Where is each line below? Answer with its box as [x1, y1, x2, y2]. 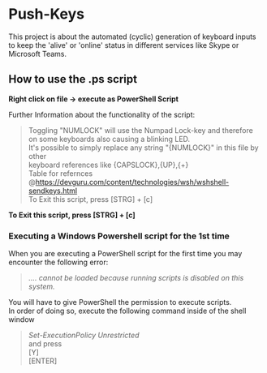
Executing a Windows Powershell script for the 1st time [8, 230, 230, 242]
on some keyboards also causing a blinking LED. [28, 134, 191, 144]
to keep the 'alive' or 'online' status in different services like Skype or [8, 40, 239, 49]
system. [28, 281, 55, 292]
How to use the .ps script [8, 72, 138, 86]
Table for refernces [28, 168, 93, 178]
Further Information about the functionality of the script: [8, 109, 196, 119]
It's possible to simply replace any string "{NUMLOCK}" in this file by [28, 143, 259, 152]
